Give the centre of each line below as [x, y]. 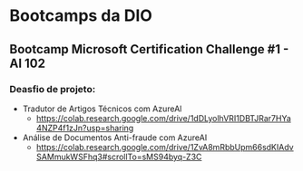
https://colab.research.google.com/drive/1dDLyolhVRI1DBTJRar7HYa [164, 118]
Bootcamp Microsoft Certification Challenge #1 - [149, 49]
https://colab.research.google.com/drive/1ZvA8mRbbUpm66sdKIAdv [165, 147]
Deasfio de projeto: [53, 89]
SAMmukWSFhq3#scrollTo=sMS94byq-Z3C [119, 157]
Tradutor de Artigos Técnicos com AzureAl [102, 109]
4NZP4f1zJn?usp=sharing [85, 128]
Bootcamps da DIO [81, 16]
